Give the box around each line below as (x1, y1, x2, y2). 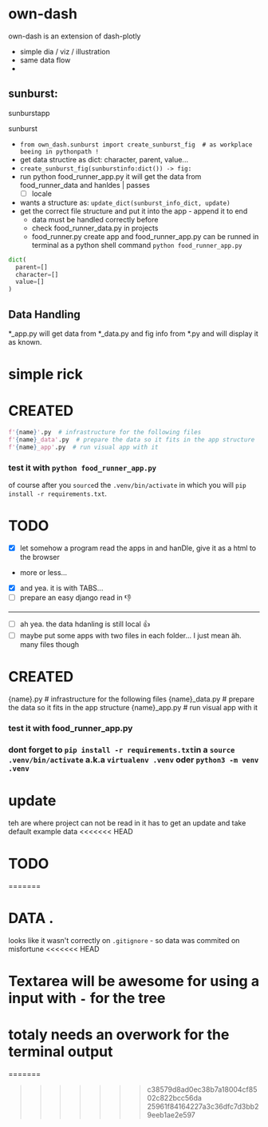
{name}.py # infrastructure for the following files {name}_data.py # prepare (8, 694, 255, 704)
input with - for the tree (8, 989, 166, 1007)
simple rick (8, 366, 84, 384)
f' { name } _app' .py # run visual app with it (8, 443, 159, 451)
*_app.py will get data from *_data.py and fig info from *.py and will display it (8, 329, 259, 338)
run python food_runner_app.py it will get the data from (19, 171, 202, 181)
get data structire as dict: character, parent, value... (19, 154, 189, 164)
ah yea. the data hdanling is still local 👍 (19, 619, 150, 629)
